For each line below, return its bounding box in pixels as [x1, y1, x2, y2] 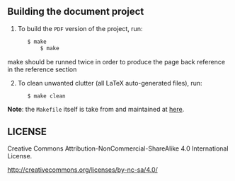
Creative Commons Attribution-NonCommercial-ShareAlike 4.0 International [7, 144, 229, 153]
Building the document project [7, 6, 144, 18]
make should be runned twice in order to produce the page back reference [7, 57, 225, 66]
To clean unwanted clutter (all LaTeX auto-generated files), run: [17, 78, 203, 87]
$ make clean [27, 92, 66, 100]
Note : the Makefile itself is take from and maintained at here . [7, 105, 185, 114]
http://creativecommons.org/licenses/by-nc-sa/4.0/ [7, 165, 158, 174]
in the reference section [7, 65, 77, 74]
